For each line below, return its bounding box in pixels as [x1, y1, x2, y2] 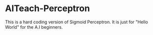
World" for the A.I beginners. [5, 24, 63, 30]
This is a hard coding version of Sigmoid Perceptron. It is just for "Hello [5, 19, 148, 25]
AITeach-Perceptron [5, 3, 90, 14]
